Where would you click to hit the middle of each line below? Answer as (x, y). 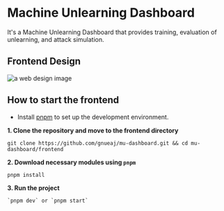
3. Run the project (34, 188)
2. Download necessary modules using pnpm (72, 162)
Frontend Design (44, 62)
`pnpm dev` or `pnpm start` (48, 201)
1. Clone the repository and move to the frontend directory (93, 130)
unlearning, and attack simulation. (56, 39)
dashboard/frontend (35, 149)
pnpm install (26, 175)
